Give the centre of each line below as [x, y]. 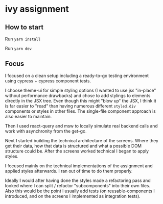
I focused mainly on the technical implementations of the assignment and [79, 166]
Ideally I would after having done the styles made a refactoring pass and [78, 180]
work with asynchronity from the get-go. [46, 131]
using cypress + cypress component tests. [48, 81]
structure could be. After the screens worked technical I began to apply [77, 151]
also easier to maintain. [29, 116]
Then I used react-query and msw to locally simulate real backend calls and [81, 126]
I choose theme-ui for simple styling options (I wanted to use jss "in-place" [81, 90]
